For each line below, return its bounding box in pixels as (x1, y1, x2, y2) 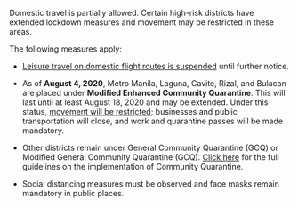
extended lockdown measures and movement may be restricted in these (9, 17, 274, 28)
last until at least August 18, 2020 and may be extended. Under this (21, 97, 269, 107)
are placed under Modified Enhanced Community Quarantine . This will (21, 88, 286, 98)
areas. (9, 27, 33, 36)
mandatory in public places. (21, 188, 125, 198)
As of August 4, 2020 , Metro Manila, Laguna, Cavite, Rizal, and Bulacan (21, 78, 286, 88)
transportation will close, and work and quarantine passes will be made (21, 115, 283, 126)
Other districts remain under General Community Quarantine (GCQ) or (21, 142, 278, 153)
